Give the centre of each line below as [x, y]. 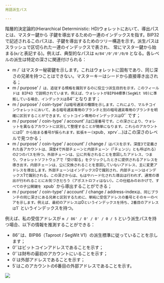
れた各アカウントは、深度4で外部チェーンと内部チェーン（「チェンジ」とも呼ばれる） [85, 149]
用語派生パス [16, 10]
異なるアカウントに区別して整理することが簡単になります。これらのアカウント [90, 126]
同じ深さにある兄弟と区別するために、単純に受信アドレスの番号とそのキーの [89, 197]
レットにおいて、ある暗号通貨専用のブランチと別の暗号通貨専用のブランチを [89, 110]
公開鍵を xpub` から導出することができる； [69, 186]
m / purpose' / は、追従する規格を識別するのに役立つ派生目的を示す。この [78, 88]
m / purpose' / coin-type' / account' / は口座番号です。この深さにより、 [79, 121]
